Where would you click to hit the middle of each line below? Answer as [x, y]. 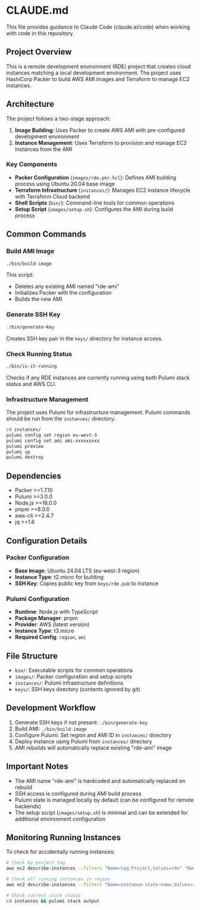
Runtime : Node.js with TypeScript [56, 612]
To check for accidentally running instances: [60, 852]
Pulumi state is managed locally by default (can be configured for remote [104, 800]
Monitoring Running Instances [63, 838]
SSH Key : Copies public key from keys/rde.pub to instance [87, 583]
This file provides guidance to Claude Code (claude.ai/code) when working [98, 27]
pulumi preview [25, 446]
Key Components [32, 165]
